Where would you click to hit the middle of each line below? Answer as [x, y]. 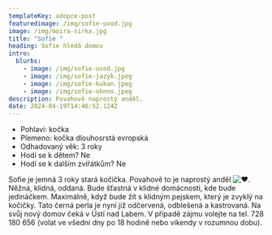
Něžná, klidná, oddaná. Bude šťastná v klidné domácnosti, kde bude [122, 188]
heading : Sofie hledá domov [56, 46]
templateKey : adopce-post [52, 16]
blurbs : [29, 62]
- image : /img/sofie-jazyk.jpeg [78, 76]
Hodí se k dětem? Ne [55, 156]
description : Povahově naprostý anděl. [76, 99]
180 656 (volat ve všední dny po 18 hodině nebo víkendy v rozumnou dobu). [135, 223]
